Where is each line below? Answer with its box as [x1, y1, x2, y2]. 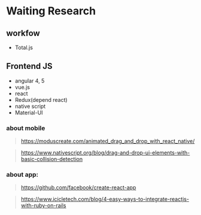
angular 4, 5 [14, 77, 45, 84]
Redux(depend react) [14, 96, 68, 103]
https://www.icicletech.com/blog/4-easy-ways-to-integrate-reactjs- [20, 196, 190, 203]
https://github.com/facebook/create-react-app [20, 184, 136, 191]
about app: [6, 171, 39, 179]
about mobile [6, 124, 45, 132]
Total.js [14, 44, 33, 51]
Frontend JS [6, 61, 53, 71]
